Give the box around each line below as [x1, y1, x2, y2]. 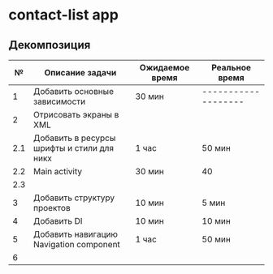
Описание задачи [44, 67, 117, 78]
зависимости [33, 96, 86, 107]
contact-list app [8, 6, 119, 24]
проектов [33, 203, 71, 213]
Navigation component [33, 239, 120, 250]
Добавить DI [33, 216, 83, 226]
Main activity [33, 166, 83, 177]
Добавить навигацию [33, 229, 119, 240]
